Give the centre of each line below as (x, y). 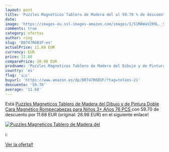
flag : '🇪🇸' (18, 75)
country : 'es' (20, 71)
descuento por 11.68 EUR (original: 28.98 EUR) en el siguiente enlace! (77, 114)
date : (11, 19)
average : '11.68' (23, 89)
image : (12, 24)
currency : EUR (20, 52)
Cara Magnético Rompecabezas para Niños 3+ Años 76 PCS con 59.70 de (82, 109)
